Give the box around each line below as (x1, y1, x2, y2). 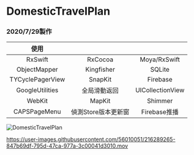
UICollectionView (135, 86, 185, 94)
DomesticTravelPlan (6, 4, 111, 18)
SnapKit (88, 75, 112, 84)
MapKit (89, 97, 111, 105)
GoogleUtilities (16, 86, 59, 94)
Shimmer (146, 97, 173, 105)
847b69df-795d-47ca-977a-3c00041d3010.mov (6, 142, 129, 149)
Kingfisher (85, 66, 115, 74)
